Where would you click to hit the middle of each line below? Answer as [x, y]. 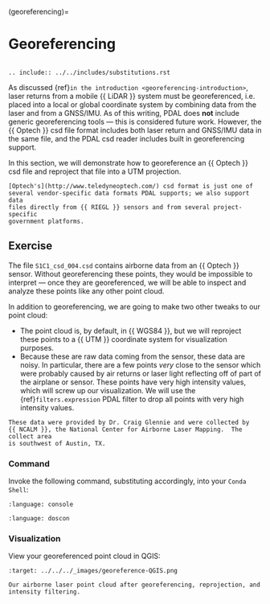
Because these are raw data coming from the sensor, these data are [132, 356]
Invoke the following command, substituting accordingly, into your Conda [127, 481]
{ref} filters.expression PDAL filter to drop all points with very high [132, 399]
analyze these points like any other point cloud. [86, 291]
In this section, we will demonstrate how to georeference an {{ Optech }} [129, 162]
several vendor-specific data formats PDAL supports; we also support [129, 193]
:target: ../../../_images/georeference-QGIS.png [93, 571]
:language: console [41, 505]
